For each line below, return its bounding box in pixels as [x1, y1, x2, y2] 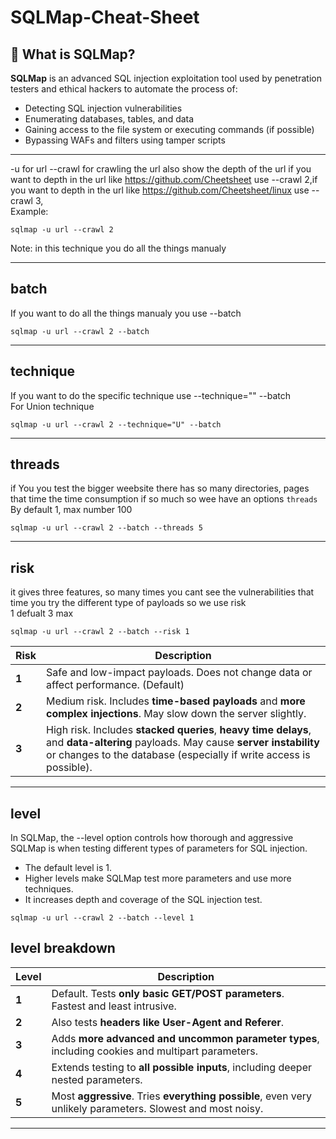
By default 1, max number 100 [10, 504, 133, 516]
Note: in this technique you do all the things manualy [10, 242, 227, 254]
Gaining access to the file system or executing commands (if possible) [24, 124, 315, 135]
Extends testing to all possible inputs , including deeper [51, 1060, 312, 1074]
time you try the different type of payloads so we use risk [10, 597, 247, 609]
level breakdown [10, 940, 116, 957]
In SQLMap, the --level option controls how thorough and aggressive [10, 832, 294, 844]
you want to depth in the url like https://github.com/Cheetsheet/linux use [10, 184, 310, 196]
